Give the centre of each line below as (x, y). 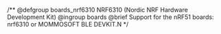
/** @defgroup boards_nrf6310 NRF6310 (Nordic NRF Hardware (98, 10)
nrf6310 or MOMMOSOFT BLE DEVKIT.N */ (68, 24)
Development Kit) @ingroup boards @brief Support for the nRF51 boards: (110, 17)
